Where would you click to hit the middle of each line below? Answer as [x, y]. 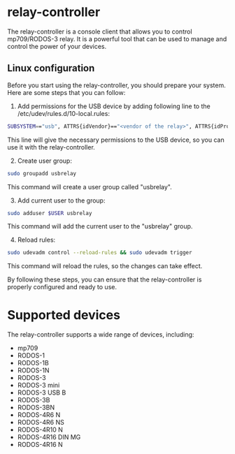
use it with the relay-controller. [51, 147]
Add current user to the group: [61, 200]
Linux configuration [51, 68]
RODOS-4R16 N [40, 445]
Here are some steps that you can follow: [66, 92]
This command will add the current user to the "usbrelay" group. [100, 226]
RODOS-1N [33, 370]
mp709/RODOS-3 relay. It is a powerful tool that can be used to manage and [117, 38]
